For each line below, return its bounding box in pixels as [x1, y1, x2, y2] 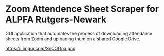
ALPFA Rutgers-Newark [5, 14, 107, 25]
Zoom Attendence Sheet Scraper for [5, 3, 159, 15]
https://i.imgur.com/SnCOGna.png [5, 45, 76, 51]
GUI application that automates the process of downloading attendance [5, 30, 153, 36]
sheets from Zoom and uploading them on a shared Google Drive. [5, 36, 141, 42]
